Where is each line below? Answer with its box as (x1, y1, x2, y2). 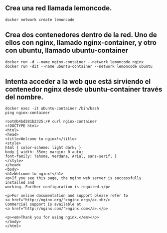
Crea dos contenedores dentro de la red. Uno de (5, 31, 157, 39)
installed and (5, 180, 35, 185)
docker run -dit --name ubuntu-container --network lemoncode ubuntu (5, 64, 153, 69)
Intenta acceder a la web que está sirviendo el (5, 77, 151, 86)
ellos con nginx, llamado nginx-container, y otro (5, 38, 157, 47)
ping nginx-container (5, 111, 50, 116)
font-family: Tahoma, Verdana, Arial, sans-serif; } (5, 154, 117, 159)
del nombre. (5, 93, 44, 102)
